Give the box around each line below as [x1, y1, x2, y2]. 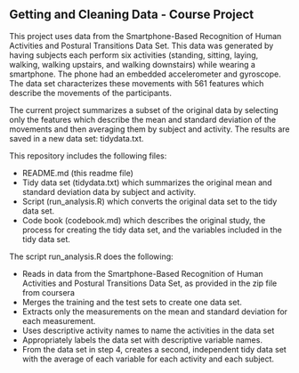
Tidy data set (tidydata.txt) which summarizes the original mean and [21, 177, 273, 188]
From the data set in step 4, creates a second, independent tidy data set [21, 344, 287, 354]
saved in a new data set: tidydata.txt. [9, 133, 144, 143]
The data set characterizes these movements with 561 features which [9, 77, 264, 88]
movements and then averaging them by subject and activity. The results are [9, 124, 290, 134]
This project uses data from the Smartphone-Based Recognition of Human [9, 30, 282, 41]
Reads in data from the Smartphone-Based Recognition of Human [21, 268, 264, 279]
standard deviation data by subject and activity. [21, 186, 197, 197]
